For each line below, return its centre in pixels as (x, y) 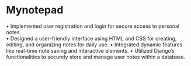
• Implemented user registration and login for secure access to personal (93, 26)
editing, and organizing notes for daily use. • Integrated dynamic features (94, 45)
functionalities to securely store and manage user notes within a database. (96, 57)
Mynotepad (35, 10)
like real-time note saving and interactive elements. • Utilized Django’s (91, 50)
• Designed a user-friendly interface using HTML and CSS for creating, (91, 38)
